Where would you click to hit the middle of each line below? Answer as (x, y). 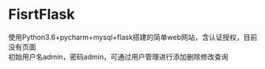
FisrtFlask (42, 15)
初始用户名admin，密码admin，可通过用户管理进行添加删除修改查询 (118, 56)
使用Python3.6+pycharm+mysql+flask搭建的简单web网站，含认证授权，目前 (133, 37)
